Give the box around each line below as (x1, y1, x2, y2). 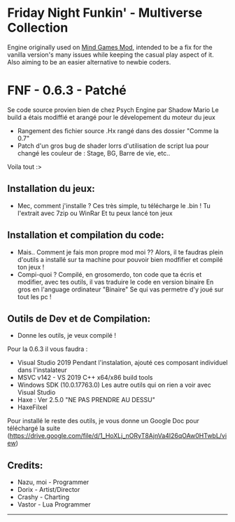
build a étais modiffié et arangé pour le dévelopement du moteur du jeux (7, 113, 215, 121)
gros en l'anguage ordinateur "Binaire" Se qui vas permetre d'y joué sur (17, 285, 224, 294)
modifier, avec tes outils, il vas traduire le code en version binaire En (17, 277, 214, 286)
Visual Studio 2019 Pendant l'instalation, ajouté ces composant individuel (17, 359, 228, 367)
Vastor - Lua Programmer (17, 500, 91, 509)
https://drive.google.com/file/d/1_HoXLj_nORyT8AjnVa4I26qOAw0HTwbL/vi (9, 432, 227, 440)
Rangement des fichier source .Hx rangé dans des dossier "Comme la (17, 126, 219, 135)
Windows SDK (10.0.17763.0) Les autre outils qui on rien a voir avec (17, 380, 211, 390)
